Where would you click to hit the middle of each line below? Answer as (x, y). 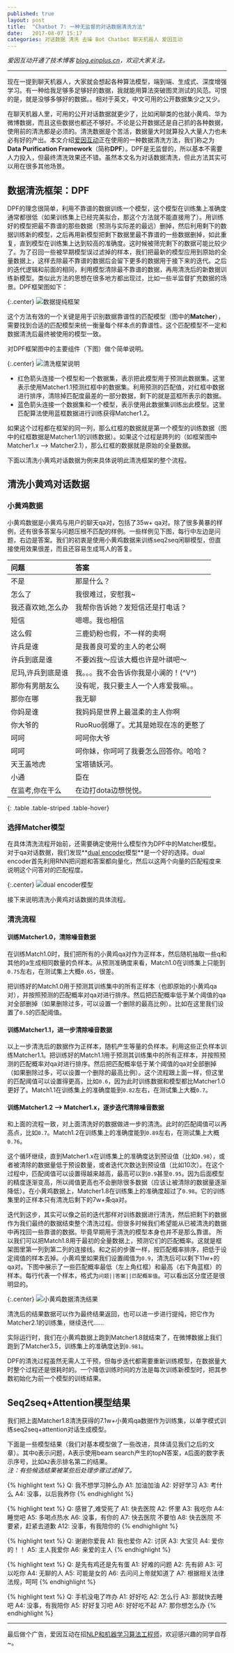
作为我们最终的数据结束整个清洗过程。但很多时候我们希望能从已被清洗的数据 (117, 1224)
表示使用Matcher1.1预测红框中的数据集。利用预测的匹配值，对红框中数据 (121, 387)
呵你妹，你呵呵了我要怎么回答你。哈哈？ (142, 751)
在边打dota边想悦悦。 (111, 790)
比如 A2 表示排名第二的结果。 (71, 1462)
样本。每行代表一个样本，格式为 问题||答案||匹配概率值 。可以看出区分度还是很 (116, 1276)
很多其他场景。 (47, 166)
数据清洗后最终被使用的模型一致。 (56, 334)
